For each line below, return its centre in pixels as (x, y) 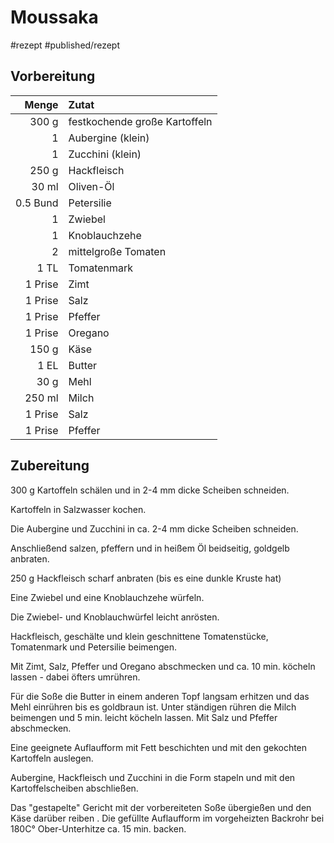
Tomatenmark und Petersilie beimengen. (94, 647)
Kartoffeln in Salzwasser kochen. (78, 509)
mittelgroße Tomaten (117, 251)
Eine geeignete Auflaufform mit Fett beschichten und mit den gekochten (159, 747)
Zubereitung (50, 466)
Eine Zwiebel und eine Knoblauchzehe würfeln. (107, 597)
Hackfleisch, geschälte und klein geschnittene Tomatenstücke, (139, 636)
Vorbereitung (53, 76)
